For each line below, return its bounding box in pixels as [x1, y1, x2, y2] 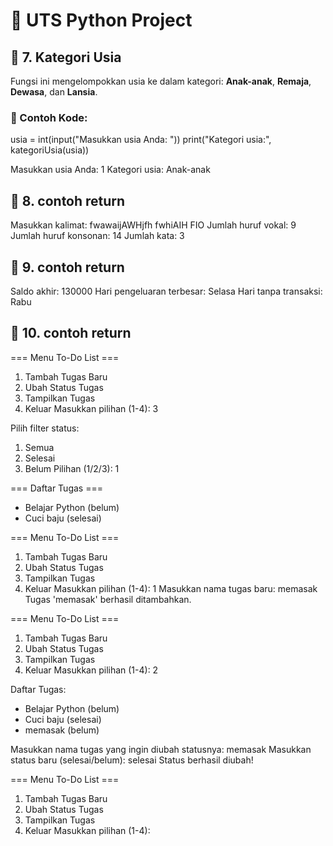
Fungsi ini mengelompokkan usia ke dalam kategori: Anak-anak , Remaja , [10, 75, 312, 87]
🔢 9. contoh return [10, 259, 125, 276]
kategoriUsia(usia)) [10, 144, 90, 156]
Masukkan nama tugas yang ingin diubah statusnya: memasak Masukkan [10, 743, 312, 755]
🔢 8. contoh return [10, 192, 126, 209]
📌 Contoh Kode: [10, 110, 88, 124]
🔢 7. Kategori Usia [10, 49, 122, 66]
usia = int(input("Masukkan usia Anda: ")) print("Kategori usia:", [10, 134, 272, 146]
